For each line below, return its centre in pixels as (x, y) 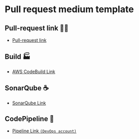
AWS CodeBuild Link (33, 72)
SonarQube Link (29, 103)
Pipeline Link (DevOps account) (44, 131)
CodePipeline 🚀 (29, 119)
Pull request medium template (69, 9)
